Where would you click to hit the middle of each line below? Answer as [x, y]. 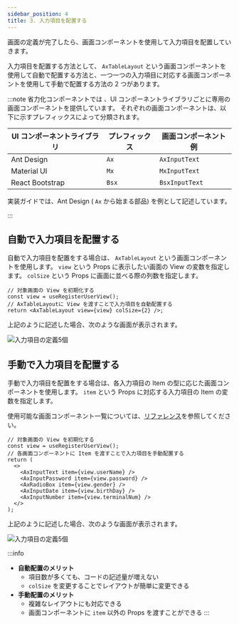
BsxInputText [181, 182]
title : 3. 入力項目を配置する [47, 21]
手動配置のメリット [46, 595]
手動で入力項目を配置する [63, 364]
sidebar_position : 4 [38, 14]
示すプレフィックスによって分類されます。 [81, 117]
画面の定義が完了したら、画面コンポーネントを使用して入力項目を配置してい [119, 42]
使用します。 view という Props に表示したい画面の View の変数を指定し [124, 267]
